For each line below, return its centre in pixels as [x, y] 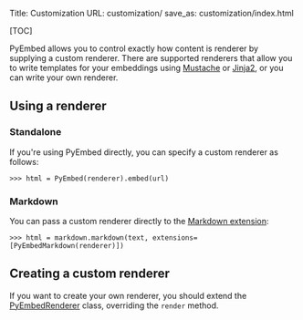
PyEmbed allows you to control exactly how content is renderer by [134, 48]
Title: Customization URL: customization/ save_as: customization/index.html [151, 13]
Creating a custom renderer [90, 274]
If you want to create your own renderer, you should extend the [128, 295]
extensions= [175, 237]
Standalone [36, 132]
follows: [24, 161]
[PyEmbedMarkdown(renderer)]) [67, 245]
